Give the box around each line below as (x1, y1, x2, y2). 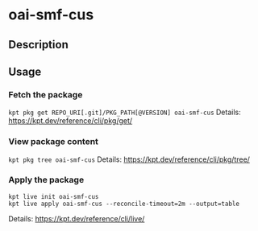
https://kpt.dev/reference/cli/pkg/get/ (8, 116, 133, 126)
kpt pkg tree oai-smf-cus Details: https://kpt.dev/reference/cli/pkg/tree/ (8, 155, 250, 164)
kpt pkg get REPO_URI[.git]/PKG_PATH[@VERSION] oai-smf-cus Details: (8, 107, 241, 118)
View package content (8, 136, 99, 147)
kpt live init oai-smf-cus (8, 192, 99, 200)
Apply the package (8, 175, 85, 186)
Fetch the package (8, 89, 83, 100)
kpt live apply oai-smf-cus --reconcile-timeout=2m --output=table (8, 200, 240, 208)
